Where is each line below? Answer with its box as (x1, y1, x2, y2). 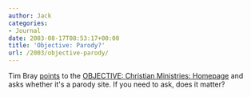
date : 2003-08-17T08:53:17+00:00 (8, 34, 120, 42)
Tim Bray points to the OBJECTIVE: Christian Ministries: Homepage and (8, 71, 244, 80)
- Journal (8, 26, 42, 34)
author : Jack (8, 11, 52, 20)
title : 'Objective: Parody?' (8, 42, 106, 50)
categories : (8, 19, 48, 27)
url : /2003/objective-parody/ (8, 49, 110, 57)
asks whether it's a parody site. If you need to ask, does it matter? (8, 79, 225, 89)
